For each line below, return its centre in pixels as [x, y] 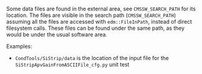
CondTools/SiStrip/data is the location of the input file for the [92, 58]
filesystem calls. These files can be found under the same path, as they [96, 28]
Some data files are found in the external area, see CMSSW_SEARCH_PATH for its [101, 9]
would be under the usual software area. [57, 35]
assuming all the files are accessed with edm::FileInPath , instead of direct [99, 22]
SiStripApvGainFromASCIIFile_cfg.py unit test [72, 64]
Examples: [19, 46]
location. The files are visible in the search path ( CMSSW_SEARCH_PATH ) [91, 15]
